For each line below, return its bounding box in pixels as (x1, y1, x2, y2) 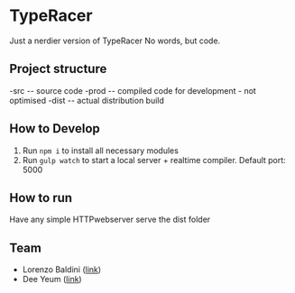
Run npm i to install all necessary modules (22, 145, 179, 156)
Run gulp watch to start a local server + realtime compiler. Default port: (22, 154, 286, 165)
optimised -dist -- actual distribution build (9, 95, 165, 105)
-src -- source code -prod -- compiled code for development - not (9, 85, 257, 96)
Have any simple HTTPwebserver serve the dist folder (9, 214, 211, 225)
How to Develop (9, 121, 101, 136)
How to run (9, 190, 73, 206)
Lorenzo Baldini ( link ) (22, 264, 102, 275)
